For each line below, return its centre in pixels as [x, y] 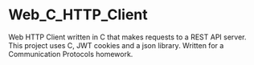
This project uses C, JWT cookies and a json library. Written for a [116, 45]
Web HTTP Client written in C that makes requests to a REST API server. [127, 37]
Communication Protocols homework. [71, 54]
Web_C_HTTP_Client [78, 15]
